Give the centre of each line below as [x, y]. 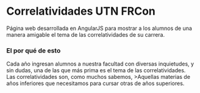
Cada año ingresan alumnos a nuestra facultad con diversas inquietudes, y [100, 64]
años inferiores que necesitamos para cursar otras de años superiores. [95, 83]
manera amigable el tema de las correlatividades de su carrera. [86, 34]
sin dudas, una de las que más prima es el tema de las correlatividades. [96, 70]
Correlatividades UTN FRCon [81, 11]
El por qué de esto [34, 50]
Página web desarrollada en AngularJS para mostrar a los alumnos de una [99, 28]
